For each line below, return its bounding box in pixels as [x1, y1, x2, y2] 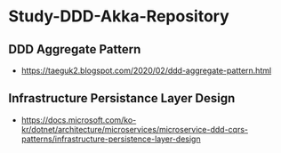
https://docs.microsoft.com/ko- [20, 114, 137, 125]
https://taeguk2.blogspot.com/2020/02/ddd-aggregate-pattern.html [20, 65, 272, 76]
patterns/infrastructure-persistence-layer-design [20, 133, 201, 144]
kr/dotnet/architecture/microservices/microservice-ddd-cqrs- [20, 124, 248, 134]
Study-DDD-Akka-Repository [8, 6, 230, 27]
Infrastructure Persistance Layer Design [8, 91, 236, 106]
